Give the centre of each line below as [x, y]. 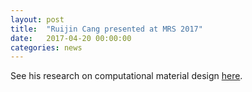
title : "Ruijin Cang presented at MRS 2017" [106, 29]
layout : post [37, 19]
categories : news [46, 47]
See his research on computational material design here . [126, 76]
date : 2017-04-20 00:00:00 [71, 38]
